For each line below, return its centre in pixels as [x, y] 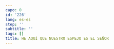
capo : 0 [14, 10]
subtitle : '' [19, 29]
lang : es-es [18, 19]
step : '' [15, 24]
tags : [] [15, 34]
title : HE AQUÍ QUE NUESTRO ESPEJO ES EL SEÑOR [57, 39]
